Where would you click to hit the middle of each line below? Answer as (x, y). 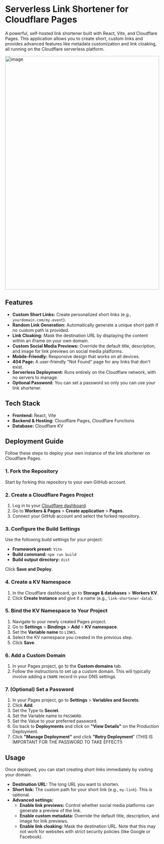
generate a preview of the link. (50, 810)
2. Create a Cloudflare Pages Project (49, 495)
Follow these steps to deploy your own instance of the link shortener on (78, 453)
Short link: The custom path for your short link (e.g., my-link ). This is (82, 790)
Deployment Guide (34, 441)
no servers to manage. (35, 377)
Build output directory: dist (41, 560)
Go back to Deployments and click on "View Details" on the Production (85, 726)
